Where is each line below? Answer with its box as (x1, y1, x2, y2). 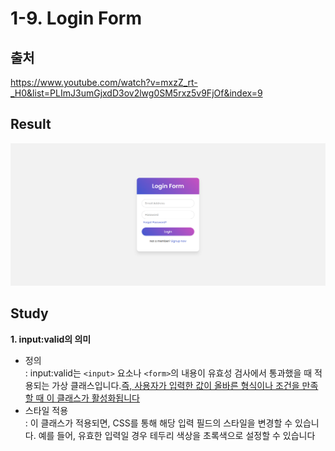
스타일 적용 (24, 404, 69, 416)
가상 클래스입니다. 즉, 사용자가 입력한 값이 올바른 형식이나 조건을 (51, 379, 300, 391)
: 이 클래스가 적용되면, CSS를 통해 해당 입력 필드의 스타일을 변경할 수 (24, 417, 293, 429)
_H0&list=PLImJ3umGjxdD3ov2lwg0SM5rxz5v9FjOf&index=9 (10, 87, 263, 99)
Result (10, 116, 52, 133)
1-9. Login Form (10, 7, 142, 30)
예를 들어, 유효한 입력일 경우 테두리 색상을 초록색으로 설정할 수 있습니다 (38, 429, 316, 441)
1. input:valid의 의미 (10, 333, 92, 345)
